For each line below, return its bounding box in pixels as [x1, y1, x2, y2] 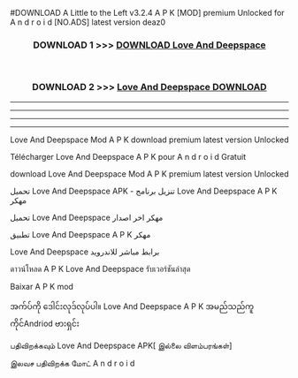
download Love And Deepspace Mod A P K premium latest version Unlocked [10, 168, 289, 179]
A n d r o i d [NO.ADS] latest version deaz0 [10, 17, 166, 27]
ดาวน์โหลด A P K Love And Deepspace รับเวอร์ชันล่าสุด [10, 263, 191, 274]
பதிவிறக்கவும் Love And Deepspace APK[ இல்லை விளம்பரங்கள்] [10, 340, 233, 351]
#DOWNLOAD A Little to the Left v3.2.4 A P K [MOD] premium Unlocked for [10, 8, 286, 18]
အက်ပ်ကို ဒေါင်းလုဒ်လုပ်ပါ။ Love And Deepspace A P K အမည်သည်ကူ [10, 300, 255, 312]
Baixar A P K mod [10, 281, 74, 291]
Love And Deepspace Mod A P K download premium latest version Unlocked [10, 134, 289, 145]
